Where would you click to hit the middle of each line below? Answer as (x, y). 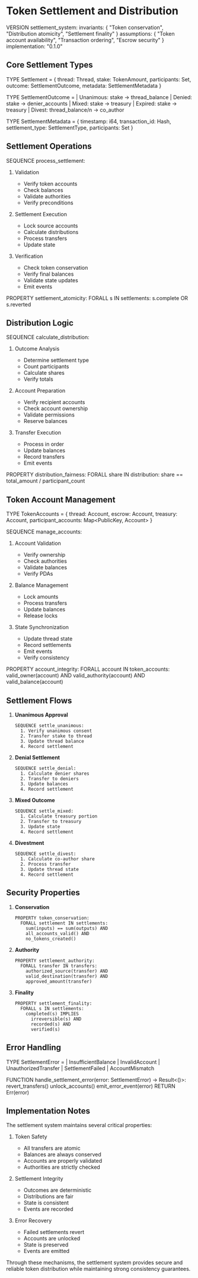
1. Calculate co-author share (58, 859)
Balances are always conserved (63, 1154)
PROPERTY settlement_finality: (53, 1003)
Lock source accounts (51, 225)
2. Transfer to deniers (49, 779)
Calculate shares (44, 373)
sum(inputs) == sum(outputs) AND (67, 928)
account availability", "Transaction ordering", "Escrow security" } (85, 40)
